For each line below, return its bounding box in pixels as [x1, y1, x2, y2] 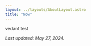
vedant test [5, 25, 28, 31]
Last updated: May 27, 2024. [5, 35, 65, 41]
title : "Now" [5, 12, 32, 17]
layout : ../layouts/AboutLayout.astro [5, 7, 86, 12]
